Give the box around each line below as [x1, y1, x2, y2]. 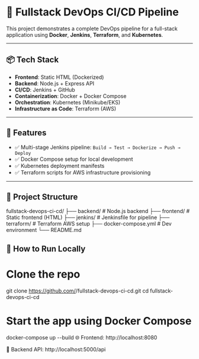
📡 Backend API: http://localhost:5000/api [6, 345, 106, 352]
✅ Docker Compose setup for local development [14, 155, 133, 163]
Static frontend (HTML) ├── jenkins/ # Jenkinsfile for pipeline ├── [6, 214, 170, 221]
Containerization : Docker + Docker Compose [14, 92, 127, 100]
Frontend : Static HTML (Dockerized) [14, 74, 104, 81]
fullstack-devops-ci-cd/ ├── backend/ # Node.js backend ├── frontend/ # [6, 208, 190, 215]
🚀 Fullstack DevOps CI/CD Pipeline [6, 5, 179, 19]
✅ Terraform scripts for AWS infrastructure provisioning [14, 169, 151, 176]
